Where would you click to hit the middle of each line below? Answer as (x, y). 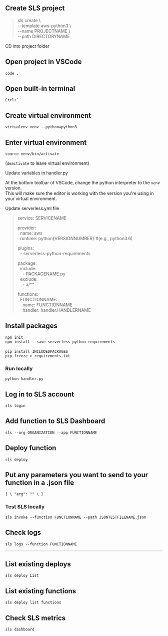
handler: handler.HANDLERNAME (56, 310)
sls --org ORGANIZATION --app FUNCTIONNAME (51, 433)
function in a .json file (39, 483)
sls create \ (29, 20)
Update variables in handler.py (37, 173)
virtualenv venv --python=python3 (41, 127)
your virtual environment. (31, 199)
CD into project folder (27, 46)
